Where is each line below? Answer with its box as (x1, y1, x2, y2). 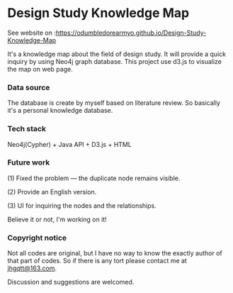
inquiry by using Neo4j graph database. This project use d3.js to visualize (7, 57, 222, 65)
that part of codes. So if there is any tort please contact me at (7, 257, 188, 265)
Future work (7, 157, 50, 167)
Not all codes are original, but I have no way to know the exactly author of (7, 249, 222, 258)
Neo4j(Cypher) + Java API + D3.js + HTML (7, 140, 132, 148)
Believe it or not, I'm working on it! (7, 215, 108, 223)
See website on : (7, 28, 57, 37)
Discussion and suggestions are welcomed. (7, 278, 135, 287)
